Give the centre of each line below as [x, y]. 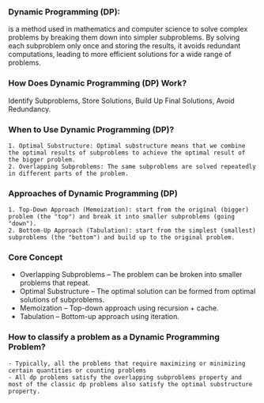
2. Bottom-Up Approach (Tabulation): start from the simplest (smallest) [132, 231]
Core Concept [36, 257]
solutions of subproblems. [62, 300]
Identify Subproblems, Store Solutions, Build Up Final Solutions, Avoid [121, 101]
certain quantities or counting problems [77, 371]
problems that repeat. [55, 283]
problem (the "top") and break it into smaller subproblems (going [122, 217]
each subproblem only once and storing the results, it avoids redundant [124, 46]
